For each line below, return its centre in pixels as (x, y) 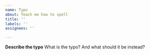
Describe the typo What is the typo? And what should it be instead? (75, 47)
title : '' (15, 19)
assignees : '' (20, 28)
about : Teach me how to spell (37, 14)
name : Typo (16, 10)
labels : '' (16, 24)
